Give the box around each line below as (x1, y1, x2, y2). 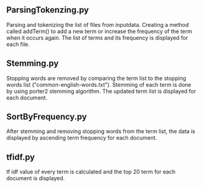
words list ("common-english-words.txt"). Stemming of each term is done (6, 81, 192, 88)
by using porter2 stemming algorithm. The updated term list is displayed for (6, 87, 197, 95)
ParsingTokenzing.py (6, 5, 89, 15)
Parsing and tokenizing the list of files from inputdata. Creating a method (6, 21, 189, 28)
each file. (6, 40, 30, 48)
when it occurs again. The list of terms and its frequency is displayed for (6, 34, 188, 42)
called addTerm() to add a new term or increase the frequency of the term (6, 27, 192, 35)
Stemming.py (6, 58, 59, 69)
